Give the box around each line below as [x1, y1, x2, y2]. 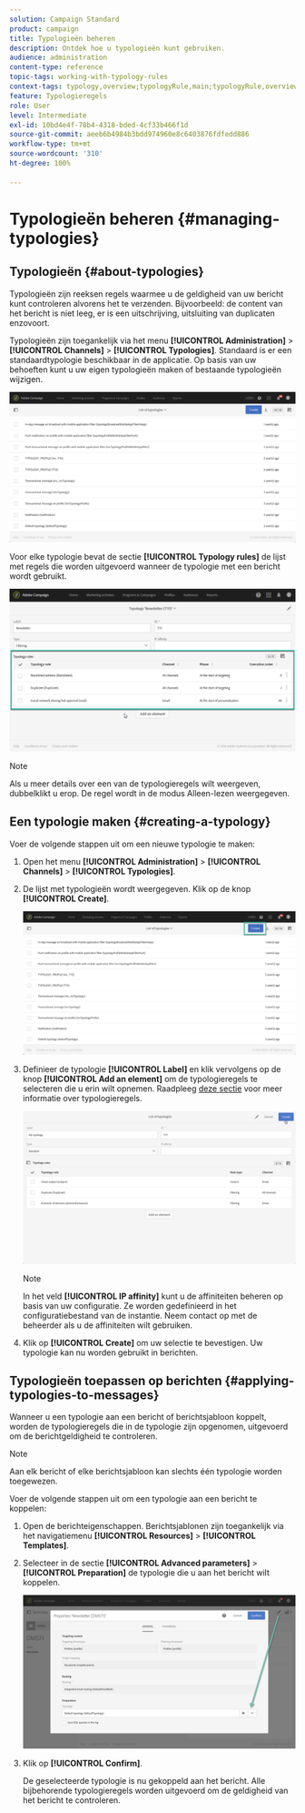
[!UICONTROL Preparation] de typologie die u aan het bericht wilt [22, 1567, 271, 1578]
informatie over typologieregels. [22, 1092, 143, 1103]
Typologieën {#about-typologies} [9, 264, 204, 279]
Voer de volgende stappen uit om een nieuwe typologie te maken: [9, 838, 256, 849]
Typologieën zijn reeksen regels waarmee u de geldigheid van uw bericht [9, 288, 284, 299]
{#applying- [224, 1373, 295, 1389]
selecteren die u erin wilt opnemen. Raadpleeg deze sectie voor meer [22, 1083, 283, 1094]
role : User [9, 101, 51, 110]
